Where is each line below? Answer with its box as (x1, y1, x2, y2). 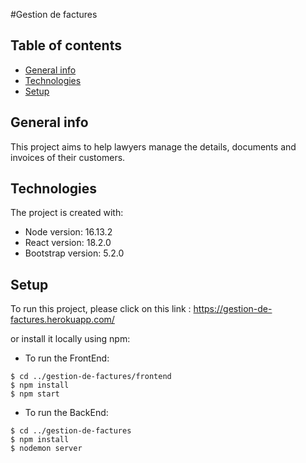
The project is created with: (10, 207, 124, 219)
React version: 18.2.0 (24, 237, 112, 249)
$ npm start (10, 389, 60, 399)
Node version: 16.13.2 (24, 226, 113, 238)
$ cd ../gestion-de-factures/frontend (10, 372, 172, 382)
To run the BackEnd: (24, 407, 109, 419)
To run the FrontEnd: (24, 352, 110, 364)
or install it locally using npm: (10, 333, 131, 345)
